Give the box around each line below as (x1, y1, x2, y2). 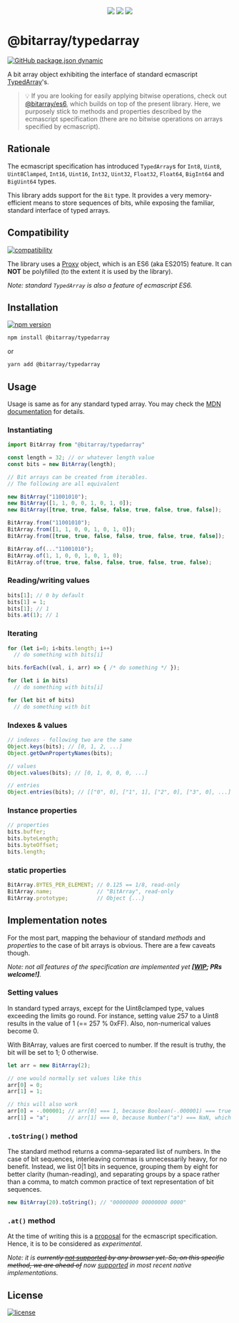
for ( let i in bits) (7, 677, 69, 684)
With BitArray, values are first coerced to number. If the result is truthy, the (7, 1040, 226, 1049)
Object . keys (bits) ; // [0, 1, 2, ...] (7, 743, 123, 750)
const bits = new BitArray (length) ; (7, 460, 116, 467)
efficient (7, 198, 32, 207)
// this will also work (7, 1101, 78, 1108)
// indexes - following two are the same (7, 736, 133, 744)
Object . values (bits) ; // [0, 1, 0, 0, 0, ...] (7, 769, 148, 776)
